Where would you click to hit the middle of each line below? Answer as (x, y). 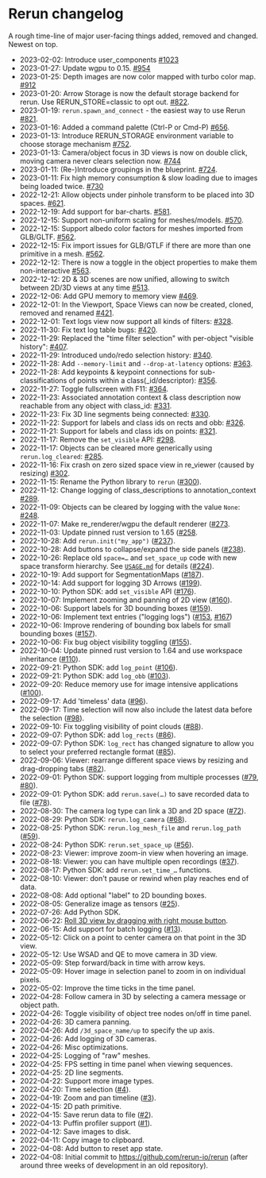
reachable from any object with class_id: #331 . (96, 405)
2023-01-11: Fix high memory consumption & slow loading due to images (139, 178)
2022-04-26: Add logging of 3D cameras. (88, 1038)
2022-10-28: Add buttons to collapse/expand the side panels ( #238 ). (133, 549)
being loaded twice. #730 (62, 186)
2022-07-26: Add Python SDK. (70, 912)
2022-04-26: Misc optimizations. (74, 1047)
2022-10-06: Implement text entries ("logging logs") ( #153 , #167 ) (126, 616)
